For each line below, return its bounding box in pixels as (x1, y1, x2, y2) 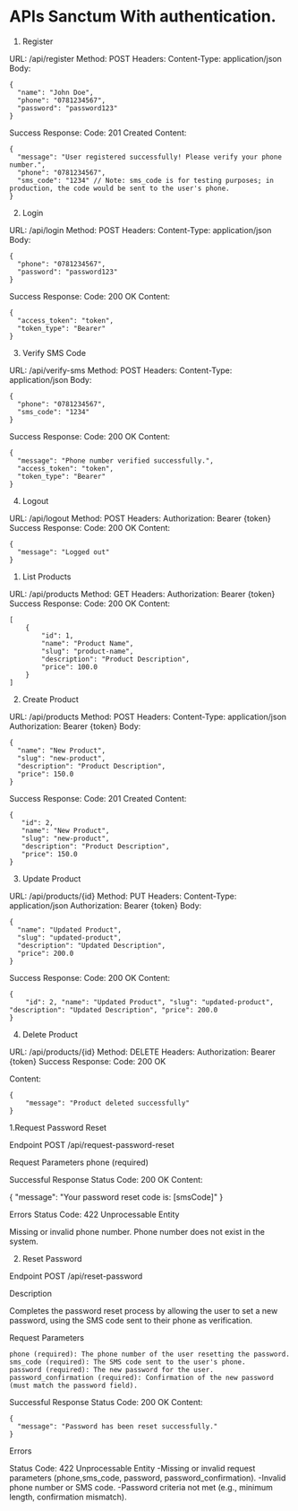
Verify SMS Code (21, 347, 87, 358)
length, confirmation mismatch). (9, 1491, 127, 1502)
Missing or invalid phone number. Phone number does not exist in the (9, 1226, 266, 1237)
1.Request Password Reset (9, 1122, 107, 1133)
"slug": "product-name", (41, 647, 134, 656)
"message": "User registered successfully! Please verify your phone (17, 152, 282, 161)
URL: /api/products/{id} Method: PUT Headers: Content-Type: (9, 890, 237, 901)
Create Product (21, 693, 79, 705)
